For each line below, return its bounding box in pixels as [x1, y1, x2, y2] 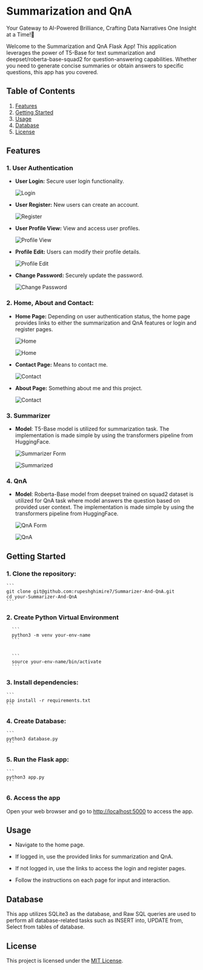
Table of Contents [6, 86, 76, 97]
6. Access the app [6, 794, 61, 802]
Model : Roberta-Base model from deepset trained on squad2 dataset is [15, 490, 194, 498]
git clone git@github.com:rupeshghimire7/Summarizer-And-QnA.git [6, 588, 175, 595]
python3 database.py [6, 735, 59, 742]
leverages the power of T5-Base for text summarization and [6, 49, 156, 56]
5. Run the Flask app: [6, 755, 70, 763]
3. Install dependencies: [6, 678, 79, 687]
